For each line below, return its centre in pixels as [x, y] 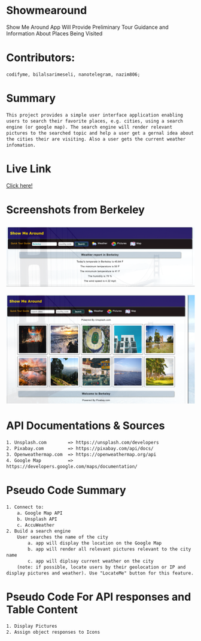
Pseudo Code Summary [66, 490]
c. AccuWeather [36, 525]
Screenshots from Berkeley [76, 209]
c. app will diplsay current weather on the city [91, 561]
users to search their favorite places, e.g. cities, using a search [95, 121]
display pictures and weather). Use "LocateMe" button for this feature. [100, 573]
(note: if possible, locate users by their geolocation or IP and [101, 567]
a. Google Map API [40, 513]
